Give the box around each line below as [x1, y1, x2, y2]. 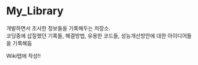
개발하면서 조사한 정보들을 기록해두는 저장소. [6, 24, 111, 32]
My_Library [6, 4, 64, 18]
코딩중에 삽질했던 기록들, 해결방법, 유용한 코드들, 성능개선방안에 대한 [6, 32, 167, 39]
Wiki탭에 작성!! [6, 52, 41, 59]
